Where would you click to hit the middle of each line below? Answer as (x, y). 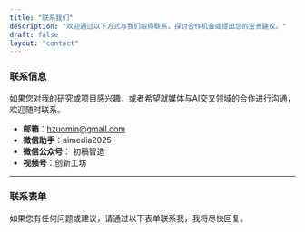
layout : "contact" (44, 43)
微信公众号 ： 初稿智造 (64, 151)
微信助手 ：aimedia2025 (67, 140)
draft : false (34, 34)
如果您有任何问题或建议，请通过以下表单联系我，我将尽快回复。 (128, 217)
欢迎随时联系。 (37, 109)
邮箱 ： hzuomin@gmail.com (74, 129)
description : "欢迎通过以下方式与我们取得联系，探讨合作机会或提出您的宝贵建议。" (148, 26)
